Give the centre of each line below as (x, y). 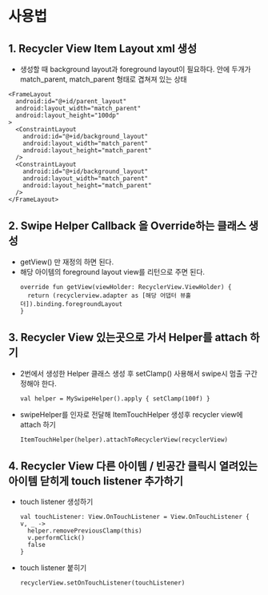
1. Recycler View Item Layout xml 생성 (103, 48)
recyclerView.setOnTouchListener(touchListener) (102, 583)
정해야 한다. (38, 383)
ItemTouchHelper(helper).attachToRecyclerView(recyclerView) (124, 440)
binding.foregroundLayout (80, 304)
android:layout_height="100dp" (68, 115)
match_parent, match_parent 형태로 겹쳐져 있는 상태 (103, 79)
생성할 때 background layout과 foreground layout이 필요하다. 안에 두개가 (135, 69)
